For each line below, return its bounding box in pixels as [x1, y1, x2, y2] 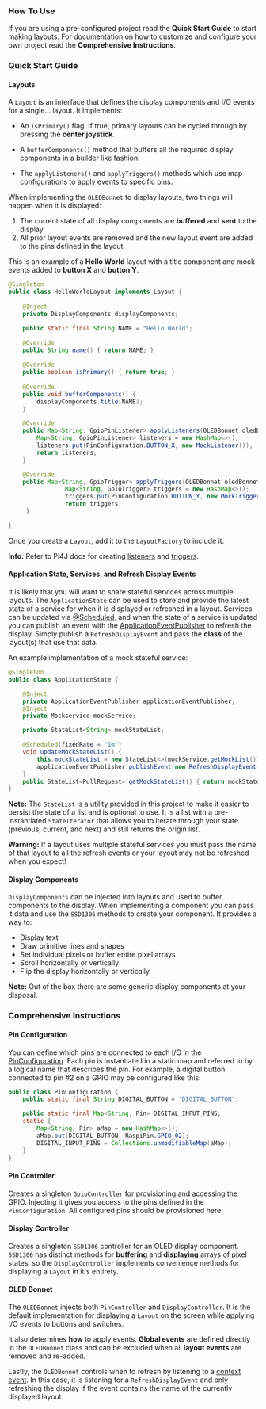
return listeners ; [36, 449, 97, 456]
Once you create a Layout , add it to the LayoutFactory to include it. [8, 536, 225, 545]
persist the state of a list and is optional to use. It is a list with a [8, 808, 213, 817]
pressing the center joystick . [19, 129, 115, 139]
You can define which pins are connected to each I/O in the [8, 1048, 202, 1057]
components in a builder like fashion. [19, 153, 140, 163]
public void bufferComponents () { [22, 390, 136, 398]
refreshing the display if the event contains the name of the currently [8, 1384, 233, 1393]
